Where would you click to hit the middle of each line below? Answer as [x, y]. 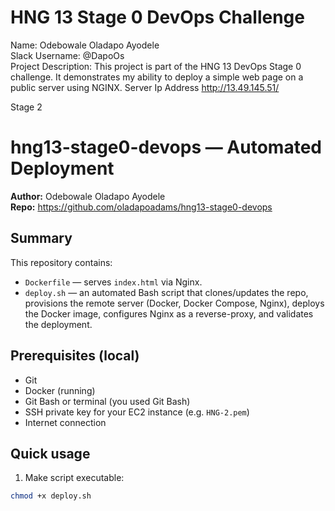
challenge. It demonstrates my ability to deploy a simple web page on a [157, 77]
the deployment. [58, 324]
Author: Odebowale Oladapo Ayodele [88, 196]
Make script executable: [74, 478]
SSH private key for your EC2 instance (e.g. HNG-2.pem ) [137, 412]
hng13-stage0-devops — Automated [166, 147]
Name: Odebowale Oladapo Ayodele [85, 45]
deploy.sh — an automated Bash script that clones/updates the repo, [166, 292]
